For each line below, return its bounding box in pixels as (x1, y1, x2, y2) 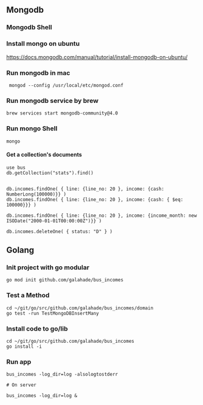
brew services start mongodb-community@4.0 (6, 110, 119, 116)
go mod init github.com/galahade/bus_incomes (6, 277, 123, 283)
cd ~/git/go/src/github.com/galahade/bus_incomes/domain (6, 305, 154, 311)
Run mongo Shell (6, 124, 58, 133)
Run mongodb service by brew (6, 96, 99, 105)
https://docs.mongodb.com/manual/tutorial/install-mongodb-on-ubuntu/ (6, 53, 188, 60)
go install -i (6, 343, 43, 350)
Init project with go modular (6, 263, 90, 272)
